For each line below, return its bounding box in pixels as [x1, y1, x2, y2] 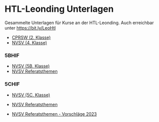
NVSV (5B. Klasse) [11, 63, 50, 69]
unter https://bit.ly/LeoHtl [4, 25, 56, 30]
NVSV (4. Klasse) [11, 39, 47, 45]
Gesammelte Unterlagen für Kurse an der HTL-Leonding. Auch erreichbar [4, 20, 154, 26]
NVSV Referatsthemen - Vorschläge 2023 [11, 111, 97, 117]
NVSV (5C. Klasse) [11, 92, 50, 98]
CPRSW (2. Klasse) [11, 34, 51, 40]
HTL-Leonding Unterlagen [4, 3, 114, 15]
